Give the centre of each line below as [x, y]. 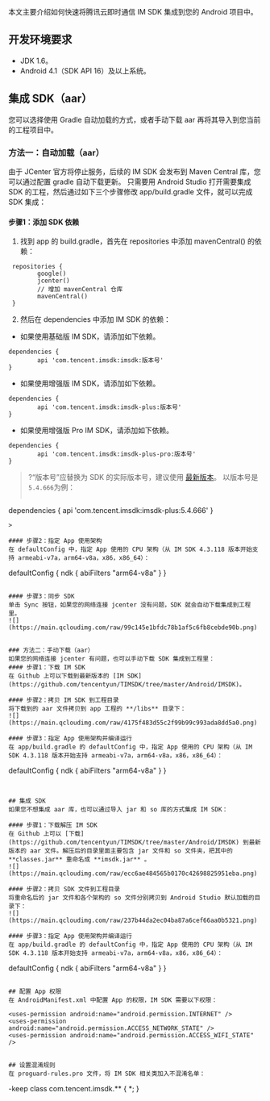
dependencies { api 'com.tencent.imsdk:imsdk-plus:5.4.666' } [111, 511]
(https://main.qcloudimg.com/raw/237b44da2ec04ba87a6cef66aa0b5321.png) [133, 921]
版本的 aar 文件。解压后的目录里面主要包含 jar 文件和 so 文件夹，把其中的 [121, 851]
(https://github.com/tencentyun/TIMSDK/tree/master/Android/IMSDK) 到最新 [135, 842]
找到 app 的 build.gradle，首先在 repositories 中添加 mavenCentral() [133, 241]
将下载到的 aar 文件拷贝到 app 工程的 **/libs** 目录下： [98, 709]
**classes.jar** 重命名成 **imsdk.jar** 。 [79, 860]
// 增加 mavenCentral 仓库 [80, 290]
